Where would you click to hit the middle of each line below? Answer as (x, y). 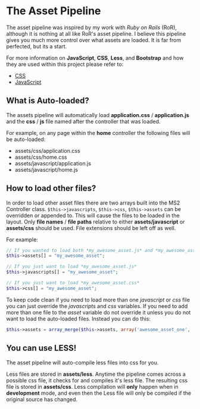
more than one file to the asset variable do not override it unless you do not (99, 312)
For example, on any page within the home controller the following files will (98, 133)
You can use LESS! (41, 348)
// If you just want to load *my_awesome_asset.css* (73, 283)
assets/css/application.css (47, 150)
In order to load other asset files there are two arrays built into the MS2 (93, 203)
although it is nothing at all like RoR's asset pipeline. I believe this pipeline (96, 33)
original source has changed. (42, 399)
